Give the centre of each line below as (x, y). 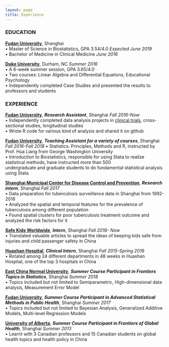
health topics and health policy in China (46, 339)
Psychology (17, 80)
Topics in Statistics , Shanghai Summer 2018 (52, 277)
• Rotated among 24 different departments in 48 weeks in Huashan (75, 256)
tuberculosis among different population (47, 210)
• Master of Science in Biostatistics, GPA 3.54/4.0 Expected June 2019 (79, 49)
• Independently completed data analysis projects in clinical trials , (74, 120)
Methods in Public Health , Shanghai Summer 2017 (58, 303)
